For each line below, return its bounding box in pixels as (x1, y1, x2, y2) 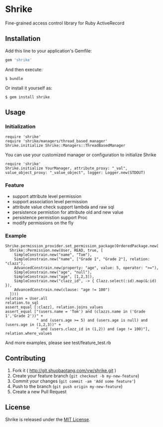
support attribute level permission (12, 193, 82, 199)
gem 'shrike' (5, 57, 32, 62)
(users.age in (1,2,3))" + (5, 322, 61, 327)
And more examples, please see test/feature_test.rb (5, 340, 111, 346)
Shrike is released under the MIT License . (5, 416, 90, 423)
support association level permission (12, 198, 88, 204)
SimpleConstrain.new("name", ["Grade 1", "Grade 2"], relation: (14, 256, 150, 262)
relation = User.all (5, 296, 48, 301)
